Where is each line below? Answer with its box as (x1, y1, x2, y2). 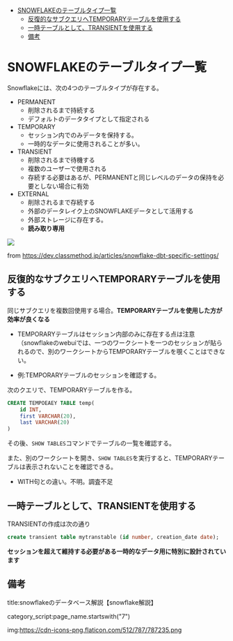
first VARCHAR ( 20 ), (19, 413, 77, 420)
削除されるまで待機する (27, 156, 95, 164)
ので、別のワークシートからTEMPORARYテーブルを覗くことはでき (29, 347, 219, 355)
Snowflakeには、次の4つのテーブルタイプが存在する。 (7, 83, 163, 92)
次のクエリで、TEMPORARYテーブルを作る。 (7, 385, 136, 394)
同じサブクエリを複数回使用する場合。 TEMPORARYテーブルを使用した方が (7, 306, 223, 314)
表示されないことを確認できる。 (25, 463, 117, 471)
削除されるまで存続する (27, 198, 95, 206)
